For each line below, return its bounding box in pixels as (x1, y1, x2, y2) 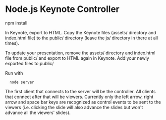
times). (5, 40, 19, 46)
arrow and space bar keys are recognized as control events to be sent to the (5, 99, 161, 105)
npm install (5, 20, 28, 26)
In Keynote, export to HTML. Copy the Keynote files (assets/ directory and (5, 29, 156, 35)
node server (9, 80, 35, 85)
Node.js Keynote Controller (5, 3, 120, 15)
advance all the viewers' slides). (5, 110, 71, 116)
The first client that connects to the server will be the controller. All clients (5, 88, 156, 94)
